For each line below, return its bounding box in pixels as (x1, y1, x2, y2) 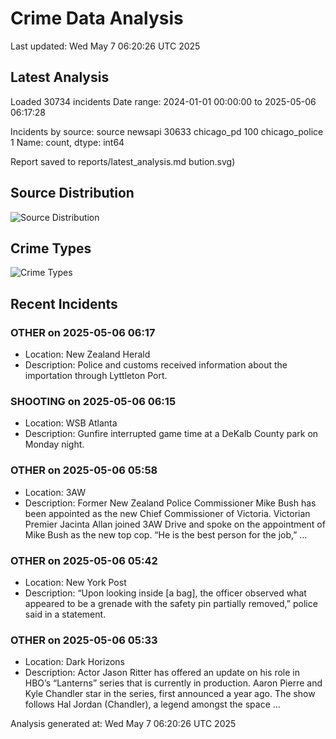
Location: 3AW (24, 486, 87, 498)
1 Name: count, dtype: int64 (10, 136, 125, 148)
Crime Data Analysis (10, 7, 184, 30)
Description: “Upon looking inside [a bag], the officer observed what (24, 587, 307, 599)
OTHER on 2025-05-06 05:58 (10, 463, 158, 477)
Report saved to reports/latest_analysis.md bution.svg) (10, 155, 236, 167)
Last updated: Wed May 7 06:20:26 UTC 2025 (10, 40, 201, 52)
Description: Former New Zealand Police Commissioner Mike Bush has (24, 497, 317, 509)
